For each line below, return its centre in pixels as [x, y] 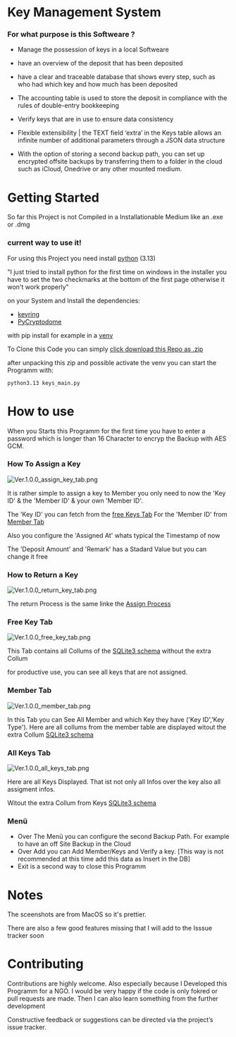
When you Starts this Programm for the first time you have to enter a [106, 431]
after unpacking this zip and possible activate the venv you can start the [112, 362]
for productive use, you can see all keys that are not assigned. [98, 672]
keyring [29, 314]
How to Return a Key [43, 575]
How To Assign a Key [44, 464]
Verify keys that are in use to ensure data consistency [95, 119]
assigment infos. [31, 790]
